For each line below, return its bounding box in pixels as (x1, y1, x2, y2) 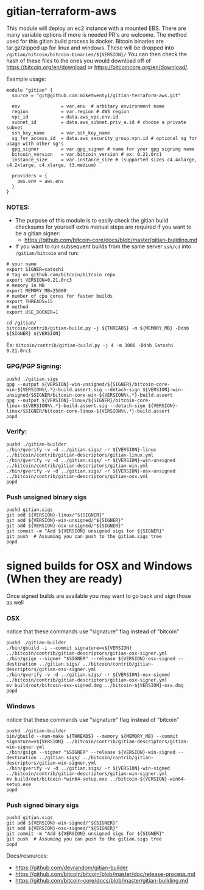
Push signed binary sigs (6, 801, 79, 809)
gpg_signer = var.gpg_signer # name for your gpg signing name (12, 145, 195, 152)
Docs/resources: (6, 851, 48, 859)
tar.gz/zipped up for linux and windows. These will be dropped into (6, 44, 175, 51)
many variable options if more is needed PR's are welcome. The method (6, 31, 187, 38)
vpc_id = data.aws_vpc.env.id (12, 114, 119, 120)
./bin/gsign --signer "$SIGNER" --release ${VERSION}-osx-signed (6, 656, 175, 662)
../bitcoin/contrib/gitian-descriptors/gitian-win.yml (6, 463, 149, 469)
